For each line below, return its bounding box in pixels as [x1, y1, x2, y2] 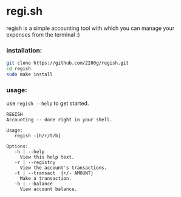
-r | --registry [14, 160, 56, 166]
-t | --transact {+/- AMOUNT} [14, 170, 94, 176]
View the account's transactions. [19, 165, 108, 171]
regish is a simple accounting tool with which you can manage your [6, 24, 175, 32]
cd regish [6, 66, 32, 72]
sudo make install [6, 71, 53, 77]
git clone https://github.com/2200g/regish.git [6, 60, 129, 66]
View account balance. [19, 186, 78, 193]
